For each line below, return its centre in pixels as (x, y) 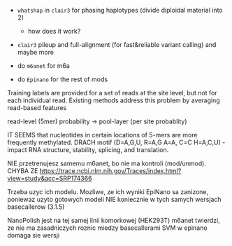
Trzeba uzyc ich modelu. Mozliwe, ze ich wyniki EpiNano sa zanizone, (108, 192)
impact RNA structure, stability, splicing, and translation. (88, 150)
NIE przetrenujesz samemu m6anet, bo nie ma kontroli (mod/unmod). (107, 163)
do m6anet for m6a (43, 66)
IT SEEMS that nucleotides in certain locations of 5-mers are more (102, 135)
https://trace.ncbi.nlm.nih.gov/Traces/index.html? (110, 171)
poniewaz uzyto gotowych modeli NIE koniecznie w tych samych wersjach (114, 199)
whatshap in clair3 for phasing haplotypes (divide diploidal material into (120, 10)
